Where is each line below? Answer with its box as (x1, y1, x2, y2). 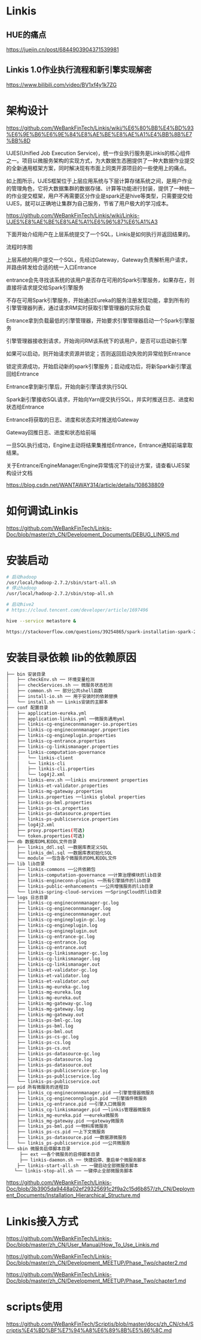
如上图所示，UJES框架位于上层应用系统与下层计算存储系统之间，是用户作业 (6, 177, 193, 184)
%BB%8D (6, 137, 31, 144)
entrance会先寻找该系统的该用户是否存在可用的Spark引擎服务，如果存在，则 (6, 276, 195, 283)
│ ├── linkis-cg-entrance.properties (6, 738, 106, 744)
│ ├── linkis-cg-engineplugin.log (6, 922, 98, 929)
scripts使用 (6, 1300, 63, 1314)
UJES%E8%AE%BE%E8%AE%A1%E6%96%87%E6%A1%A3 (6, 218, 158, 225)
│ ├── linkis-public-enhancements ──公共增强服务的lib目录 (6, 883, 154, 890)
